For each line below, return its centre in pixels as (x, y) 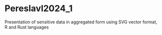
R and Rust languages (27, 27)
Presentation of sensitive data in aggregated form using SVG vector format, (81, 22)
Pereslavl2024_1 (39, 9)
